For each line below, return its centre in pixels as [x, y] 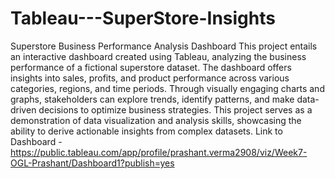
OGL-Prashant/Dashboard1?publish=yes [92, 163]
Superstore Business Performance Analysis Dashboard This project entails [164, 46]
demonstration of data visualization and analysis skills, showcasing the [156, 120]
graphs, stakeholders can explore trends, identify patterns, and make [152, 99]
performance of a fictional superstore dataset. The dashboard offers [151, 67]
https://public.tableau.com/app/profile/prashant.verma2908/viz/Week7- [159, 152]
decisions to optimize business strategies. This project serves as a [175, 109]
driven [23, 109]
